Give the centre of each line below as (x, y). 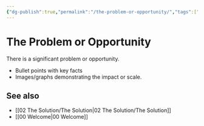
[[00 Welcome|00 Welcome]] (51, 117)
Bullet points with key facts (49, 70)
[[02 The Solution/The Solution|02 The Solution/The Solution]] (93, 110)
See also (23, 95)
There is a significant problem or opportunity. (63, 59)
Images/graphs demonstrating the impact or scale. (78, 77)
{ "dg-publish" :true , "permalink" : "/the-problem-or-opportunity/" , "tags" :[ (102, 12)
